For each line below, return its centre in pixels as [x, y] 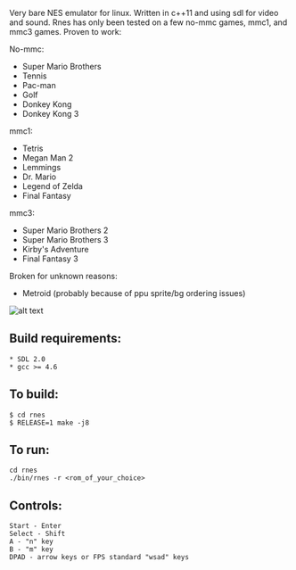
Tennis [34, 76]
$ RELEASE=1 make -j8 [49, 423]
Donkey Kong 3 [50, 114]
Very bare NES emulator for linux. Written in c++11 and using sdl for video [144, 13]
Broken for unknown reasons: [63, 276]
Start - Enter [36, 526]
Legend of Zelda [52, 186]
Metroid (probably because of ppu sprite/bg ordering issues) [134, 293]
